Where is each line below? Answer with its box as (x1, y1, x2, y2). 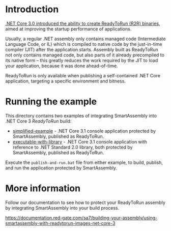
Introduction (5, 4, 59, 15)
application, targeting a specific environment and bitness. (5, 78, 126, 84)
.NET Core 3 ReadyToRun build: (5, 118, 72, 124)
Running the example (5, 96, 97, 107)
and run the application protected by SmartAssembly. (5, 164, 117, 171)
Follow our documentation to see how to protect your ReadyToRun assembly (5, 199, 165, 206)
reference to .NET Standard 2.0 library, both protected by (12, 144, 133, 150)
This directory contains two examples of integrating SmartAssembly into (5, 112, 157, 119)
